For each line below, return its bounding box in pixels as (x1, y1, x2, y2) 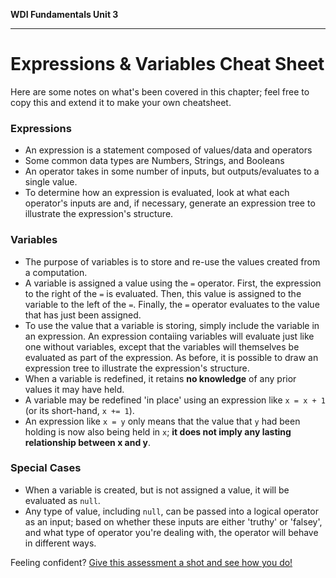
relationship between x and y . (24, 436, 152, 448)
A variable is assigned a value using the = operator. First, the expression (24, 277, 322, 289)
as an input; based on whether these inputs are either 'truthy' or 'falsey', (24, 515, 323, 528)
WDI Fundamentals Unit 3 (10, 9, 119, 20)
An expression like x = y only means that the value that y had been (24, 415, 301, 427)
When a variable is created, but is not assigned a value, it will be (24, 484, 290, 496)
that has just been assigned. (24, 309, 142, 321)
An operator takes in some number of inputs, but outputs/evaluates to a (24, 165, 320, 178)
